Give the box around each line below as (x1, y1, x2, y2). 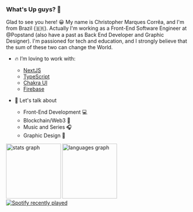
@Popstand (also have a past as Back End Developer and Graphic (6, 32, 164, 39)
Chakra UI (23, 79, 48, 87)
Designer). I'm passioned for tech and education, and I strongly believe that (6, 37, 188, 45)
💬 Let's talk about (14, 97, 57, 104)
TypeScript (23, 73, 50, 80)
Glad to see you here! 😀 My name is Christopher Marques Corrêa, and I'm (6, 19, 185, 26)
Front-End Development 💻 (23, 108, 87, 116)
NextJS (23, 67, 41, 74)
